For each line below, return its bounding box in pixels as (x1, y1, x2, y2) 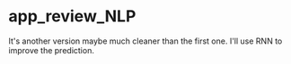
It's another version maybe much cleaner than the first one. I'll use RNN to (8, 36, 283, 46)
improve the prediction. (8, 44, 95, 55)
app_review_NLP (8, 6, 137, 27)
